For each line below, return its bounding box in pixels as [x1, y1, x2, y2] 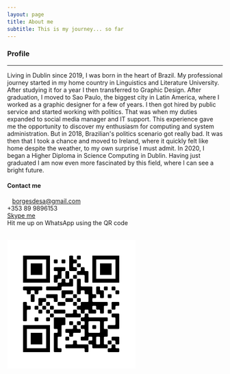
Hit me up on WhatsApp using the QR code [7, 218, 129, 226]
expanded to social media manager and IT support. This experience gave [7, 115, 214, 123]
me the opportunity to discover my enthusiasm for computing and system [7, 122, 214, 130]
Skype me [7, 211, 36, 220]
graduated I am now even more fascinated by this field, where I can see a [7, 159, 214, 167]
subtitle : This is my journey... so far [7, 25, 125, 32]
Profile [7, 49, 30, 58]
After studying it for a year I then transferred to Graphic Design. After [7, 86, 202, 94]
